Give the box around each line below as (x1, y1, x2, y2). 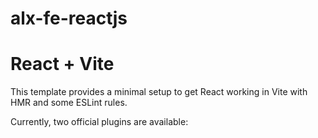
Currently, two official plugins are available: (10, 116, 189, 128)
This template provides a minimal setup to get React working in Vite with (10, 86, 308, 98)
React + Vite (10, 53, 115, 76)
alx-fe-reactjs (10, 7, 128, 30)
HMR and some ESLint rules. (10, 97, 128, 109)
